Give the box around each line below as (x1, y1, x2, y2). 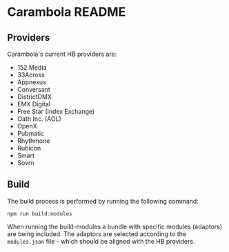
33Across (17, 70, 45, 79)
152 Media (17, 64, 47, 71)
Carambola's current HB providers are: (7, 50, 117, 58)
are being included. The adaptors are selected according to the (7, 229, 187, 238)
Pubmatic (17, 129, 45, 137)
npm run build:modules (7, 210, 72, 217)
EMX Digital (17, 100, 50, 108)
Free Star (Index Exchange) (17, 108, 95, 115)
